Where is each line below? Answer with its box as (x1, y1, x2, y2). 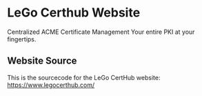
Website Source (7, 55, 77, 67)
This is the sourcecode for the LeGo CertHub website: (7, 73, 161, 81)
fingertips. (7, 35, 37, 43)
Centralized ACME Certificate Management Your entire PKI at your (7, 28, 195, 36)
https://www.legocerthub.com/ (7, 81, 95, 89)
